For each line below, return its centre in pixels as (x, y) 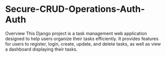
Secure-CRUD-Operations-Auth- (75, 9)
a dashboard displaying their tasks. (41, 49)
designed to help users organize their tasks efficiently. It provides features (82, 39)
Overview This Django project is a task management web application (76, 33)
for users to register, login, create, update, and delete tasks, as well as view (83, 44)
